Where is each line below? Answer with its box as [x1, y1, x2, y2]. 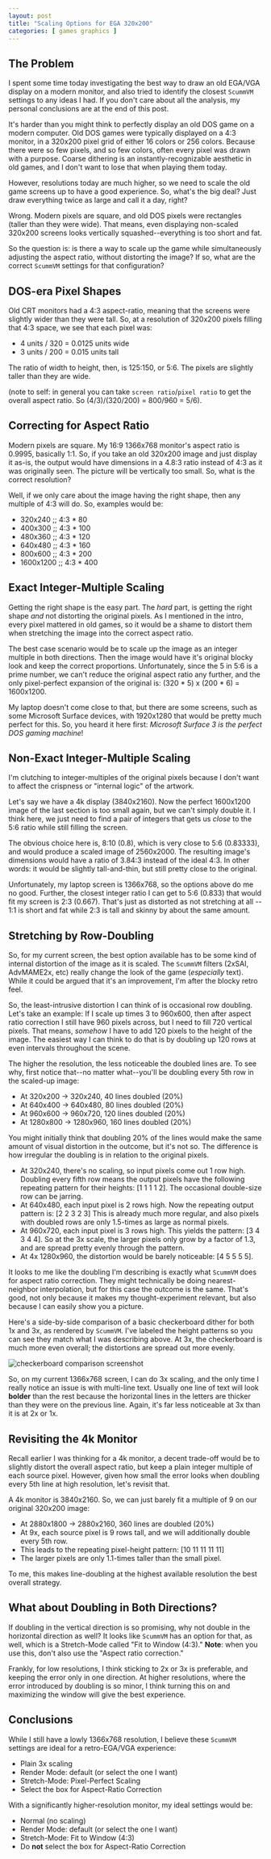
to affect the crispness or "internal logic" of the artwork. [8, 781, 195, 791]
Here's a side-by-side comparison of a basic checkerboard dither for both [8, 1317, 255, 1327]
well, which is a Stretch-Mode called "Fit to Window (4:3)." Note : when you [8, 1639, 258, 1649]
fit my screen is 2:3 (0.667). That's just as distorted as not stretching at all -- [8, 897, 262, 907]
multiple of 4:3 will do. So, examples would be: [8, 498, 164, 509]
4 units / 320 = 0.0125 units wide [19, 338, 130, 348]
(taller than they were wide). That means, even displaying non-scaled [8, 220, 239, 229]
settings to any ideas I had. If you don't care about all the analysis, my [8, 95, 240, 105]
